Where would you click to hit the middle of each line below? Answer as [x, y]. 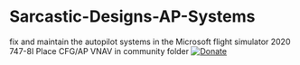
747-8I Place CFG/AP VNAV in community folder [99, 51]
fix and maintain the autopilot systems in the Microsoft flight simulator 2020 [150, 42]
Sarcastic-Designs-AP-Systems [132, 17]
